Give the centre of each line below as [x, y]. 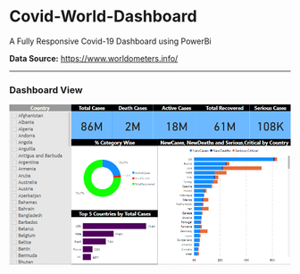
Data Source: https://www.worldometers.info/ [94, 58]
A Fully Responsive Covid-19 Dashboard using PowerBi [110, 41]
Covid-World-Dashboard [104, 17]
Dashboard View [46, 89]
